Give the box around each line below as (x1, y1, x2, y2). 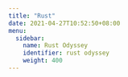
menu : (8, 26, 27, 34)
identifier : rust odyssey (23, 49, 110, 57)
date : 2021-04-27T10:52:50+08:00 (8, 19, 121, 27)
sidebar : (15, 34, 45, 43)
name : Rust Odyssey (23, 42, 89, 50)
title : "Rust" (8, 11, 56, 20)
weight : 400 (23, 57, 63, 65)
